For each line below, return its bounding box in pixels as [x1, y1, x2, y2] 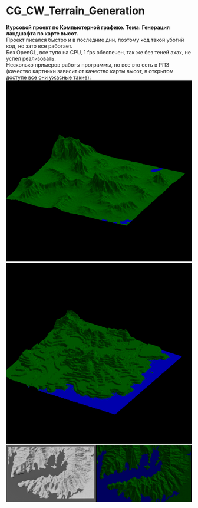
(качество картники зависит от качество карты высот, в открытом [6, 67, 174, 74]
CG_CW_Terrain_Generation [6, 4, 146, 18]
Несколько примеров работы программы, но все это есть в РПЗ [6, 61, 170, 68]
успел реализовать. [6, 55, 56, 62]
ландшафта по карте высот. [6, 30, 78, 37]
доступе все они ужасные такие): [6, 74, 91, 81]
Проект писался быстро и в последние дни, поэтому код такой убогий [6, 36, 184, 43]
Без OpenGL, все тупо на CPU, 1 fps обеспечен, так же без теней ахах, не [6, 48, 192, 55]
